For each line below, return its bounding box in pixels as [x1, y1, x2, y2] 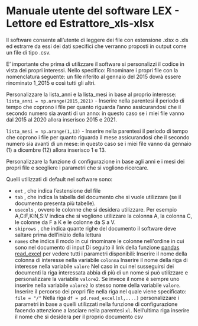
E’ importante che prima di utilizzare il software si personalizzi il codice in [6, 60, 185, 68]
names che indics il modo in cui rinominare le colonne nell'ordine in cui [14, 237, 184, 244]
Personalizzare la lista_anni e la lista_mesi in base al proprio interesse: [6, 91, 177, 98]
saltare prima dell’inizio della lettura [14, 231, 102, 238]
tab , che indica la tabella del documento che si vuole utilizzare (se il [14, 193, 181, 200]
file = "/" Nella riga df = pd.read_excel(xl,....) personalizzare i [14, 294, 179, 301]
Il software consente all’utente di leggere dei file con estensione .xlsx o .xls [6, 36, 189, 43]
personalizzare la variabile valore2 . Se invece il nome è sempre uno [14, 275, 180, 282]
